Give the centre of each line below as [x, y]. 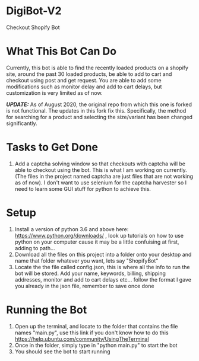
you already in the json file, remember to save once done [84, 286]
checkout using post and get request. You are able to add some [84, 80]
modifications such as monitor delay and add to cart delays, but [84, 87]
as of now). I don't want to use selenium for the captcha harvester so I [101, 183]
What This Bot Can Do [61, 51]
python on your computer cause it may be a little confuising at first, [97, 242]
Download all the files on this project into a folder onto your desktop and [103, 254]
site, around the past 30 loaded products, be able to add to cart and [89, 74]
